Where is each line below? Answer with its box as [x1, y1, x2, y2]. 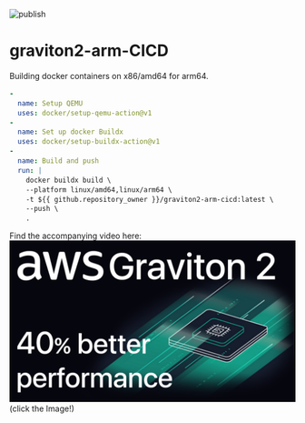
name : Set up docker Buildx [17, 127, 124, 136]
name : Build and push [17, 156, 100, 166]
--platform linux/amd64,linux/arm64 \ [25, 185, 172, 195]
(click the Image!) [9, 403, 75, 414]
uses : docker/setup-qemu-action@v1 [17, 108, 152, 117]
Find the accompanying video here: [9, 230, 143, 241]
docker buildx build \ [25, 176, 112, 185]
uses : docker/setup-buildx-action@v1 [17, 137, 161, 146]
